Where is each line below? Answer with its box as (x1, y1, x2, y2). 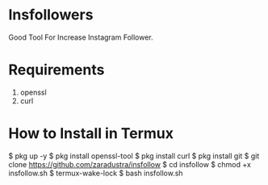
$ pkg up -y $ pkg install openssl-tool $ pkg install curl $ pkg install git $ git (8, 151, 260, 161)
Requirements (8, 61, 105, 79)
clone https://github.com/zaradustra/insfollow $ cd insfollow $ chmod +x (8, 159, 252, 169)
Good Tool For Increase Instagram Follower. (8, 32, 153, 42)
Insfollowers (8, 6, 94, 24)
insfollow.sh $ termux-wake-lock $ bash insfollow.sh (8, 168, 183, 178)
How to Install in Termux (8, 124, 174, 143)
